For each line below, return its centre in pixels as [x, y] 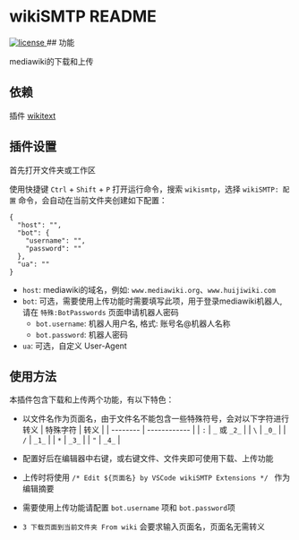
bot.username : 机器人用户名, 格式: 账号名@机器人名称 [133, 323]
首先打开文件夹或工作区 [52, 170]
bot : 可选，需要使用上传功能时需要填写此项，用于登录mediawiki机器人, [152, 301]
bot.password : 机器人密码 [81, 334]
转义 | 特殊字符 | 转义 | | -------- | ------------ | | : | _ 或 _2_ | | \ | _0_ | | [154, 430]
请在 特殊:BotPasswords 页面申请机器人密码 [100, 312]
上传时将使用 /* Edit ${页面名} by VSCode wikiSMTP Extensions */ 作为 [156, 477]
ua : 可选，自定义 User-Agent [74, 346]
